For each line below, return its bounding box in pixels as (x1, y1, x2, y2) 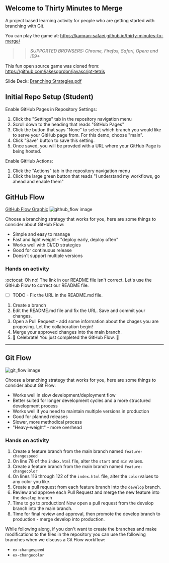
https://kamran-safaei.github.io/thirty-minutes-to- (60, 32, 163, 38)
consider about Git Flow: (5, 382, 56, 388)
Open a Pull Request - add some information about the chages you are (12, 318, 159, 324)
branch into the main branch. (12, 505, 73, 511)
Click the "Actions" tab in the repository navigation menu (12, 168, 130, 174)
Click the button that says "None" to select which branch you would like (12, 126, 161, 133)
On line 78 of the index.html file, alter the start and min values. (12, 458, 144, 464)
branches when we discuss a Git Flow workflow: (5, 536, 106, 542)
